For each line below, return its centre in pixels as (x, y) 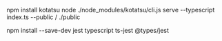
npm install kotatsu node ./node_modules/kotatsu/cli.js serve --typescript (111, 10)
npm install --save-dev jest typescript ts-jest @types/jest (88, 30)
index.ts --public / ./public (43, 17)
